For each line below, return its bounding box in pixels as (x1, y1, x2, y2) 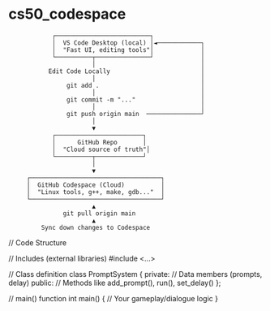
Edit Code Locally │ (48, 67, 205, 76)
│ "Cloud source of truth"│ (51, 145, 151, 153)
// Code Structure (8, 237, 67, 248)
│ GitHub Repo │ (51, 138, 148, 146)
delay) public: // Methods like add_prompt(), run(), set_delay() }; (8, 278, 221, 287)
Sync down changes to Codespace (41, 223, 151, 231)
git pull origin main (62, 209, 136, 218)
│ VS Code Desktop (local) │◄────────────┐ (51, 38, 205, 47)
